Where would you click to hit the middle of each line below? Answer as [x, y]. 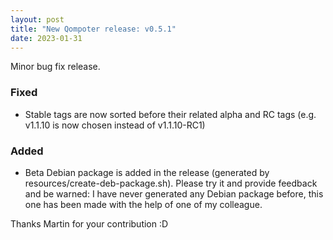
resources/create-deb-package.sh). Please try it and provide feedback [171, 183]
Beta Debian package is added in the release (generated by [147, 172]
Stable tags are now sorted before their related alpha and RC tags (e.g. [170, 114]
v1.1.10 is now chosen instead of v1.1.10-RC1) [115, 125]
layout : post [37, 19]
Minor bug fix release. [55, 67]
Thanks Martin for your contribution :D [89, 223]
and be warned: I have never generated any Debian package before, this [174, 193]
